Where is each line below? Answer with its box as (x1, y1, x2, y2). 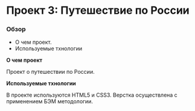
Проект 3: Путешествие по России (6, 4, 190, 17)
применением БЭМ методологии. (6, 98, 94, 105)
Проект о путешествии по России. (6, 68, 95, 76)
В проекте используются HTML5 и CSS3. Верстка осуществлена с (6, 91, 178, 99)
